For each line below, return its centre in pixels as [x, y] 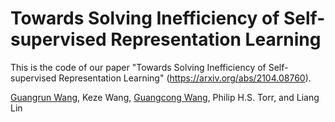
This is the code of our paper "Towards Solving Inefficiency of [138, 67]
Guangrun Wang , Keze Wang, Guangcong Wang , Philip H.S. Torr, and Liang [165, 97]
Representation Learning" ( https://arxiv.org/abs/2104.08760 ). [185, 78]
